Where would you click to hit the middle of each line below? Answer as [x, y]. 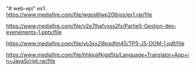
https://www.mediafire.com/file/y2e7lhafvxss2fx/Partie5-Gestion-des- [91, 26]
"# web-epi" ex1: [26, 8]
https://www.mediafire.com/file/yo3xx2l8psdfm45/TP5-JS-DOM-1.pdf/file [95, 43]
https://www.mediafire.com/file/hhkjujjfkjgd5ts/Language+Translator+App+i [97, 55]
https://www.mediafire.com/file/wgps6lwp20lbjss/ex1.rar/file [79, 15]
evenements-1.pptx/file [34, 32]
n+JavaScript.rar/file [31, 61]
